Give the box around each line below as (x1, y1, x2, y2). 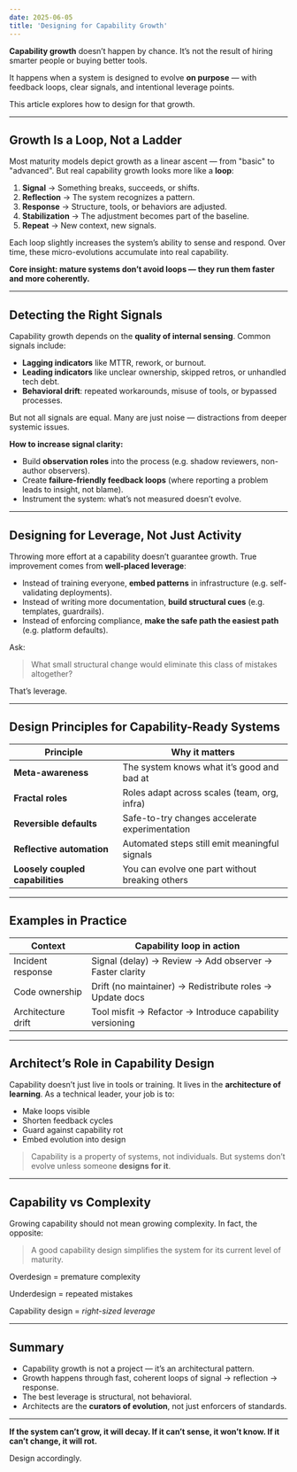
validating (21, 586, 58, 598)
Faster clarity (91, 965, 146, 978)
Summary (9, 1339, 65, 1355)
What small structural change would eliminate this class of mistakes (30, 659, 278, 670)
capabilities (13, 873, 65, 886)
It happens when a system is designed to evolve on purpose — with (9, 72, 257, 82)
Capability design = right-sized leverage (9, 1305, 156, 1316)
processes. (21, 395, 64, 406)
